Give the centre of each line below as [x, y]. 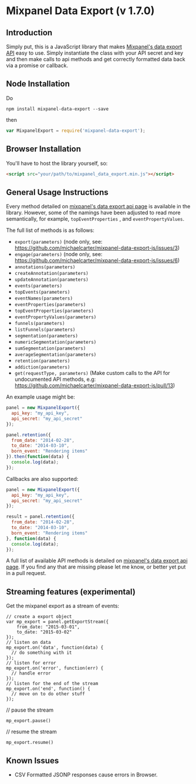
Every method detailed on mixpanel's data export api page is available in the [98, 207]
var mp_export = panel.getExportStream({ [58, 622]
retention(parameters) [42, 361]
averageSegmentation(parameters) [55, 355]
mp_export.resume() [30, 743]
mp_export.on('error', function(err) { [55, 668]
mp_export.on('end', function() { [48, 689]
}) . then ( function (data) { [38, 457]
